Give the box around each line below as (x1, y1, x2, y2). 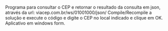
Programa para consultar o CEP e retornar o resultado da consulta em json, (5, 4, 161, 10)
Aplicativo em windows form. (5, 20, 65, 26)
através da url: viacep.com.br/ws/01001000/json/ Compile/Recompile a (5, 9, 152, 15)
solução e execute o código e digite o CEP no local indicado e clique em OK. (5, 15, 163, 20)
